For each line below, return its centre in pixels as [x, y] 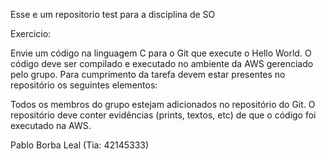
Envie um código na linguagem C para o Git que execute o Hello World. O [161, 53]
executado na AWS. [51, 125]
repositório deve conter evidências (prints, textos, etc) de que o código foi [163, 115]
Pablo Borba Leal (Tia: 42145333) [80, 145]
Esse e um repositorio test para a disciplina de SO [113, 14]
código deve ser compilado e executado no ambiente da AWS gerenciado [162, 63]
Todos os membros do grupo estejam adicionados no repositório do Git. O [163, 104]
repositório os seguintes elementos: [84, 85]
